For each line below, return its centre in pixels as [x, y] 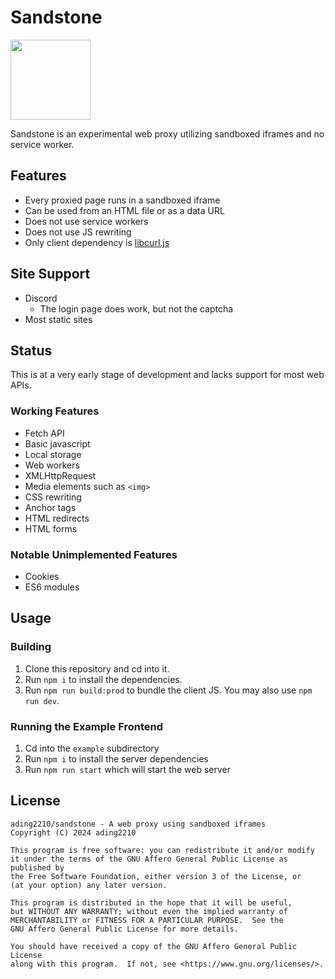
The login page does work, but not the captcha [136, 308]
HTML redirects [57, 518]
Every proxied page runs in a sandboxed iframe [122, 200]
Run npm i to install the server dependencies [116, 758]
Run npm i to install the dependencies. [103, 679]
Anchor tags [50, 507]
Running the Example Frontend [86, 726]
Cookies [42, 576]
